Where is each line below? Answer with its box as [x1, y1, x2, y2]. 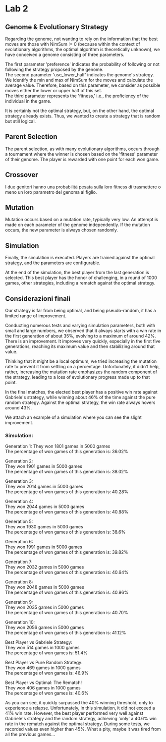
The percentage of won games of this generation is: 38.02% [5, 469, 128, 475]
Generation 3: [5, 478, 33, 484]
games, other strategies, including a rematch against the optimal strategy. [5, 280, 156, 286]
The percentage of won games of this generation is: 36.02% [5, 449, 128, 455]
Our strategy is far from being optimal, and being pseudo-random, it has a [5, 308, 156, 314]
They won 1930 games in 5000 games [5, 524, 83, 530]
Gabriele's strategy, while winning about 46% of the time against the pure [5, 395, 156, 400]
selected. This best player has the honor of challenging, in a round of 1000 [5, 275, 157, 281]
